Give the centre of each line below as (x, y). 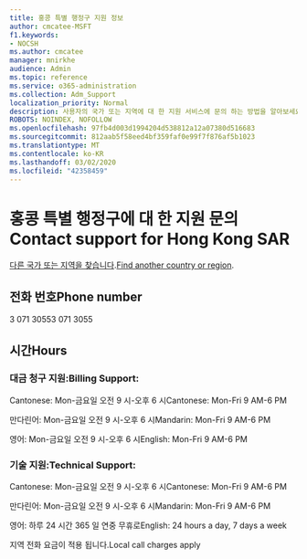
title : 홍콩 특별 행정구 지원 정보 (67, 18)
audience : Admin (40, 69)
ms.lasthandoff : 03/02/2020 (63, 162)
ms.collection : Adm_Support (63, 94)
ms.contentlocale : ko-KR (57, 153)
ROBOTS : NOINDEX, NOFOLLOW (61, 120)
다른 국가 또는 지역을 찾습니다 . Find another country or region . (122, 265)
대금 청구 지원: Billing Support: (74, 378)
